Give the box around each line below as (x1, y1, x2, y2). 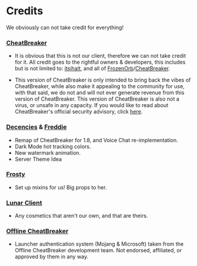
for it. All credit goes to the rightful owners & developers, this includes (14, 58, 186, 66)
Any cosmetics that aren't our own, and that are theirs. (14, 212, 148, 220)
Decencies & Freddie (6, 123, 67, 132)
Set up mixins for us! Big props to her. (14, 183, 107, 191)
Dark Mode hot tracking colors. (14, 143, 91, 150)
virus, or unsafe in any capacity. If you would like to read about (14, 102, 169, 109)
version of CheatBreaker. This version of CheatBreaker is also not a (14, 95, 180, 102)
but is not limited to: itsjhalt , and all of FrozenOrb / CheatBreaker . (14, 65, 170, 72)
